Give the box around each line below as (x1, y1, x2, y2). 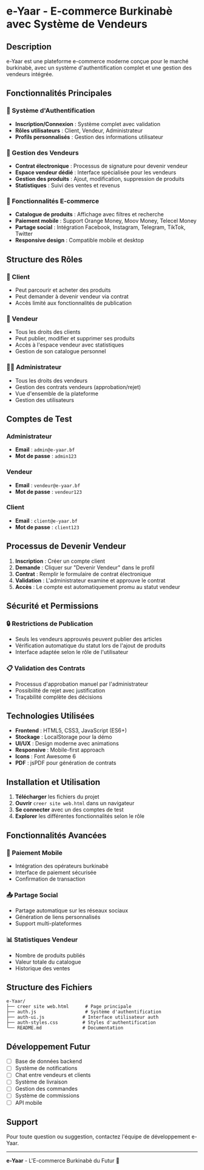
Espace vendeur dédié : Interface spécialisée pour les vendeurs (15, 169, 177, 176)
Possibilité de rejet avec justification (15, 686, 106, 694)
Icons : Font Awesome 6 (15, 753, 76, 760)
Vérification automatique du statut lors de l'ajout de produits (15, 642, 166, 649)
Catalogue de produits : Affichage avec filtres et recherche (15, 211, 164, 218)
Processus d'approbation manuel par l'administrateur (15, 680, 149, 688)
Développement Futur (6, 1041, 90, 1052)
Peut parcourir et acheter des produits (15, 286, 111, 294)
